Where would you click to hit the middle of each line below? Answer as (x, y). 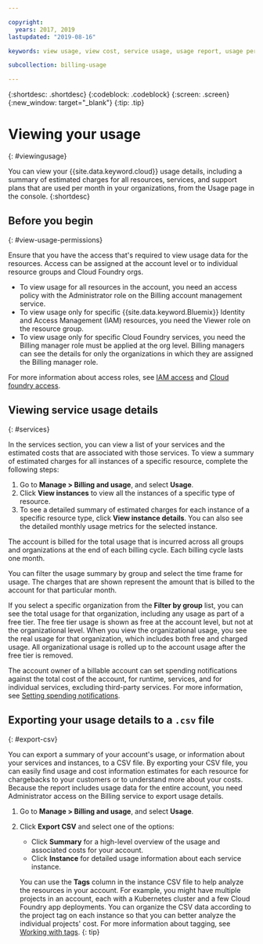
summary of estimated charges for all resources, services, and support (122, 180)
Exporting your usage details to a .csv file (111, 720)
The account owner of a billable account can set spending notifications (122, 670)
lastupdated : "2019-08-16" (52, 37)
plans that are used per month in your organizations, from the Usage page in (131, 188)
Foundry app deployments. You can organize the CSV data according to (135, 906)
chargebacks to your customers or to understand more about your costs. (126, 779)
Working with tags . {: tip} (59, 931)
